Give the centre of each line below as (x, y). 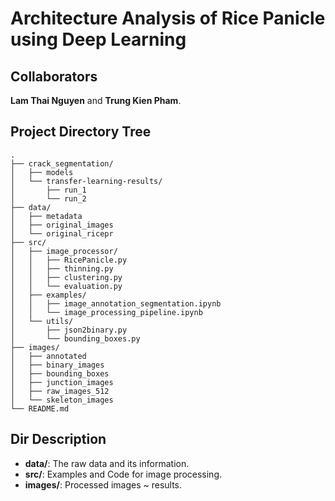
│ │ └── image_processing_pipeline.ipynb (106, 312)
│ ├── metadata (46, 216)
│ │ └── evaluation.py (66, 286)
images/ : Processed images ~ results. (103, 484)
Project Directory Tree (81, 132)
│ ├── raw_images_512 (60, 391)
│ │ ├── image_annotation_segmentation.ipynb (116, 303)
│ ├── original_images (62, 225)
